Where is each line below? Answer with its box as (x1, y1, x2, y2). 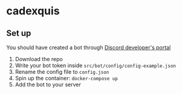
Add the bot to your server (15, 81, 82, 88)
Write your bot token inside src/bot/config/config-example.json (15, 62, 177, 69)
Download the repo (15, 56, 63, 62)
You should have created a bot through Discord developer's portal (6, 44, 171, 51)
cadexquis (6, 4, 60, 18)
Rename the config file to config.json (15, 68, 109, 75)
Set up (6, 28, 31, 38)
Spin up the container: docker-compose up (15, 75, 118, 81)
